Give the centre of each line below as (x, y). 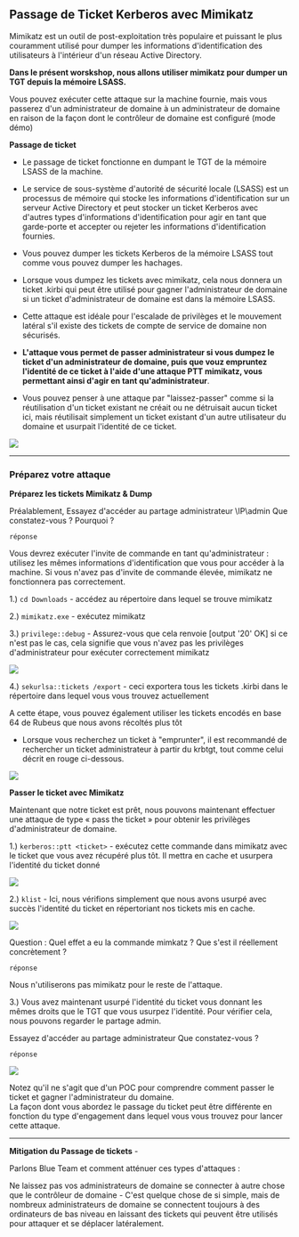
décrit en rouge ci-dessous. (73, 759)
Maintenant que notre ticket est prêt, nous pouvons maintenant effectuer (142, 810)
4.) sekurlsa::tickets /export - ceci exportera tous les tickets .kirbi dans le (149, 687)
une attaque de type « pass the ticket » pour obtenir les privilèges (130, 819)
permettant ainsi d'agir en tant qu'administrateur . (116, 380)
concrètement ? (38, 952)
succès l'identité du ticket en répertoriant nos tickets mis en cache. (132, 908)
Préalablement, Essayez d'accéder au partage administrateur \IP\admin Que (149, 511)
